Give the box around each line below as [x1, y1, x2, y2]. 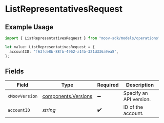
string [42, 107, 56, 114]
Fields [5, 67, 24, 75]
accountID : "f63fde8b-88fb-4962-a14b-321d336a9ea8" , [9, 49, 119, 54]
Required [97, 82, 119, 88]
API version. [123, 96, 151, 103]
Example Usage [5, 23, 54, 31]
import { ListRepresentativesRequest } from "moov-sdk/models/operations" [5, 36, 161, 41]
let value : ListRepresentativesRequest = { [5, 44, 95, 49]
